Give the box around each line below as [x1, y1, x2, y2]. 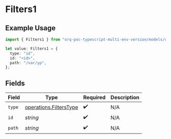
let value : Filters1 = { [5, 46, 58, 51]
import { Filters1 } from [5, 37, 60, 42]
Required [83, 94, 106, 101]
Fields [5, 79, 25, 87]
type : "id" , [10, 51, 36, 56]
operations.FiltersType [24, 104, 78, 111]
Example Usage [5, 24, 56, 32]
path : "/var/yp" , [10, 60, 47, 65]
